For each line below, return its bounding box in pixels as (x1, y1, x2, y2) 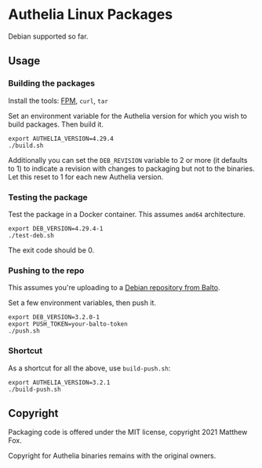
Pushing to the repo (8, 265, 85, 276)
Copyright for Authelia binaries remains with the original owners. (8, 451, 217, 461)
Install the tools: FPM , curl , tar (8, 96, 108, 105)
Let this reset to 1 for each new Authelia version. (8, 171, 164, 182)
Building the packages (8, 78, 96, 89)
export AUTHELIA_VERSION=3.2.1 (8, 378, 111, 386)
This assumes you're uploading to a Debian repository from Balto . (8, 283, 220, 293)
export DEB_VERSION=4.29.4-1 (8, 224, 104, 233)
